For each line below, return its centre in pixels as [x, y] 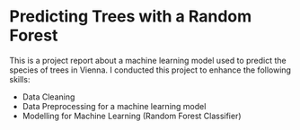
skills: [20, 79]
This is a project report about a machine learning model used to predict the [148, 60]
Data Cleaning [49, 97]
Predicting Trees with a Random [131, 17]
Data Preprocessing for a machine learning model [114, 106]
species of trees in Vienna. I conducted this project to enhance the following [150, 70]
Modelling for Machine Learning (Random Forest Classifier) [132, 116]
